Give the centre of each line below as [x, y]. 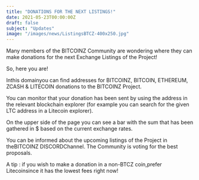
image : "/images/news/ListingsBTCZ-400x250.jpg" [68, 34]
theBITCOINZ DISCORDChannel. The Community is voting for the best [92, 147]
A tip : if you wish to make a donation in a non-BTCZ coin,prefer [84, 165]
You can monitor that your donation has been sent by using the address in [97, 98]
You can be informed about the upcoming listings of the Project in [87, 140]
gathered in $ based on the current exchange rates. [69, 129]
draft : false [22, 23]
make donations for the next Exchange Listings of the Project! [82, 57]
